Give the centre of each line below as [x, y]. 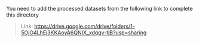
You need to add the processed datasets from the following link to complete [99, 9]
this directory [22, 15]
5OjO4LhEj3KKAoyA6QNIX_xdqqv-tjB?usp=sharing [84, 33]
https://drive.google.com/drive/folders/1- [85, 26]
